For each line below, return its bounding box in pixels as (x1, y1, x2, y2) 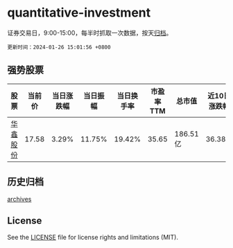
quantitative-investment (7, 5, 151, 21)
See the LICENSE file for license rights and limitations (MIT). (7, 233, 179, 242)
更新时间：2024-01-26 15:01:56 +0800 (7, 44, 111, 51)
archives (7, 195, 32, 203)
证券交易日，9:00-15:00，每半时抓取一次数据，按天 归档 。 (7, 28, 173, 37)
